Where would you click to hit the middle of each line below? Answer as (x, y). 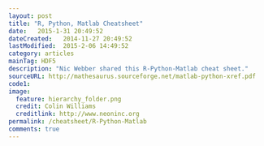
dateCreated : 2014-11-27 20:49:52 (70, 39)
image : (19, 91)
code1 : (19, 84)
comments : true (34, 129)
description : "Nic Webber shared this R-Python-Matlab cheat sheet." (129, 69)
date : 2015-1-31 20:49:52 (56, 31)
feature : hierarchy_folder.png (69, 99)
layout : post (30, 16)
